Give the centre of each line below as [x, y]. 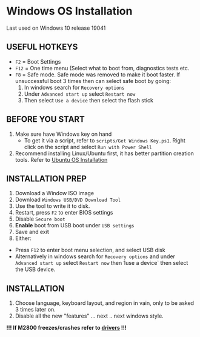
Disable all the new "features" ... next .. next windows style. [89, 316]
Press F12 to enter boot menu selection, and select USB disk [90, 250]
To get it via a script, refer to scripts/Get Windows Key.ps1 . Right [105, 140]
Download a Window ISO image [55, 193]
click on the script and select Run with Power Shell [88, 147]
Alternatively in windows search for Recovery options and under [95, 256]
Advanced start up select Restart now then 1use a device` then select [102, 263]
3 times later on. [35, 310]
